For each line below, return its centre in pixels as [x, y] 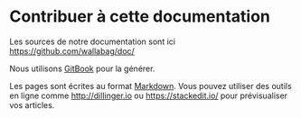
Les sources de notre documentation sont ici [93, 41]
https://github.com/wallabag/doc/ [72, 50]
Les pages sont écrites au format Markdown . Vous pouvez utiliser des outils [150, 86]
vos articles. [32, 104]
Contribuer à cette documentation [140, 17]
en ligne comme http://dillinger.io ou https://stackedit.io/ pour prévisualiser [148, 95]
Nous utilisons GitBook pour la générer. [82, 68]
